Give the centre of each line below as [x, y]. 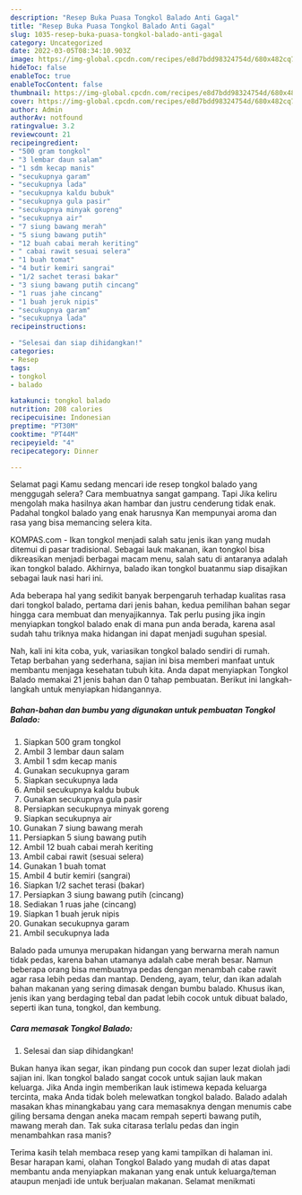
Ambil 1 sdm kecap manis [70, 761]
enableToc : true [40, 76]
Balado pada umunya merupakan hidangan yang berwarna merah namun [145, 951]
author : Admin [37, 110]
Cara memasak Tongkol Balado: [72, 1028]
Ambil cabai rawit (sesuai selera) [83, 857]
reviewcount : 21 [40, 135]
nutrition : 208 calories [56, 410]
